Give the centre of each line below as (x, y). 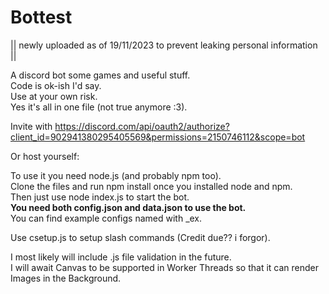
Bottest (41, 17)
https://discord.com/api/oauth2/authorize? (142, 126)
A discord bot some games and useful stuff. (100, 75)
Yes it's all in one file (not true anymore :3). (99, 107)
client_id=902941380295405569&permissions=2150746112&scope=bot (158, 137)
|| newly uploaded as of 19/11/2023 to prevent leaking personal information (164, 45)
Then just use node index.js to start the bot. (100, 197)
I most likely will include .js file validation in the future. (121, 257)
